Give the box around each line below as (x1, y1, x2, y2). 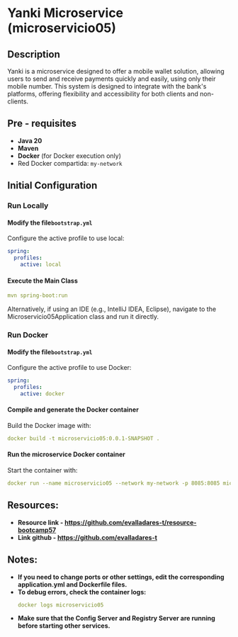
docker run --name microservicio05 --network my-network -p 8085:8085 (7, 480, 220, 487)
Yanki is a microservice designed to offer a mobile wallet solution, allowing (7, 67, 225, 75)
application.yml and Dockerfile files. (17, 580, 127, 589)
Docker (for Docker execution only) (17, 151, 122, 160)
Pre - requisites (7, 118, 76, 130)
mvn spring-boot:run (7, 292, 69, 299)
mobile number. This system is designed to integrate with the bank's (7, 82, 207, 90)
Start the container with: (7, 466, 78, 475)
